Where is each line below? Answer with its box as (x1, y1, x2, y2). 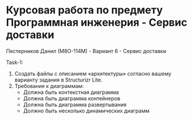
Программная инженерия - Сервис (6, 16, 188, 29)
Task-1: (6, 59, 23, 66)
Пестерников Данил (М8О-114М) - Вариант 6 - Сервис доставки (6, 47, 166, 54)
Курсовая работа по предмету (6, 3, 163, 17)
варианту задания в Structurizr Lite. (14, 76, 103, 83)
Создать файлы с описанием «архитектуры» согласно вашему (14, 70, 172, 77)
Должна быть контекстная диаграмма (23, 89, 120, 96)
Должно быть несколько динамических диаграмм (23, 107, 150, 114)
